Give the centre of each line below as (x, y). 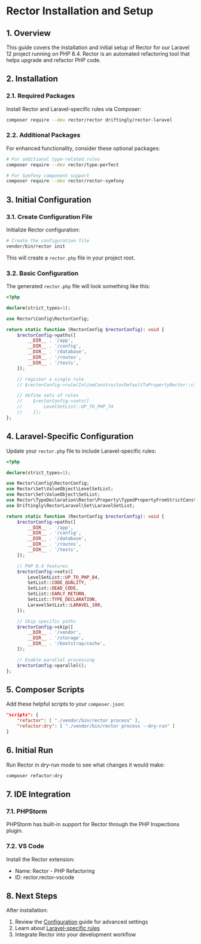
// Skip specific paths (47, 621)
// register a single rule (51, 379)
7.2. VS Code (25, 846)
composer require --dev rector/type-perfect (63, 165)
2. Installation (32, 79)
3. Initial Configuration (49, 199)
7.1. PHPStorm (27, 811)
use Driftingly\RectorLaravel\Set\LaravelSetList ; (71, 505)
